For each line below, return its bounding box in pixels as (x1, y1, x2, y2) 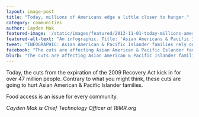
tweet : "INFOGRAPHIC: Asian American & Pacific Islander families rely (6, 42, 187, 48)
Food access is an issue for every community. (6, 93, 118, 100)
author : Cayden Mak (6, 25, 54, 31)
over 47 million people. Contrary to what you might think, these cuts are (6, 75, 181, 82)
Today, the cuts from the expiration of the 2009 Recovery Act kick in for (6, 69, 182, 76)
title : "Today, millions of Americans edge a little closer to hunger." (6, 14, 190, 20)
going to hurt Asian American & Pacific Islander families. (6, 81, 143, 89)
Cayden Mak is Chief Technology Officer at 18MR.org (6, 104, 137, 111)
